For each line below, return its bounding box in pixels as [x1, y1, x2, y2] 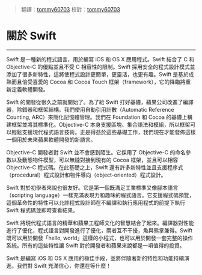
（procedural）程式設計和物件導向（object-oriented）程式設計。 [6, 171, 167, 178]
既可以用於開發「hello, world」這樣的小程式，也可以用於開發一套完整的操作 [6, 234, 194, 241]
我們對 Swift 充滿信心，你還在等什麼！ [16, 262, 111, 269]
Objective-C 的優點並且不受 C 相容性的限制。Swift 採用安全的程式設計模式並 [6, 63, 195, 70]
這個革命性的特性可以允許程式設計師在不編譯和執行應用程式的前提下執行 [6, 199, 185, 206]
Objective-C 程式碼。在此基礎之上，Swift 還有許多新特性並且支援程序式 [6, 163, 183, 171]
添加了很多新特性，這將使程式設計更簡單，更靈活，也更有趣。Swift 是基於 [6, 70, 189, 77]
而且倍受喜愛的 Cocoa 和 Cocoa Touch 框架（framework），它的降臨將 [11, 78, 186, 85]
